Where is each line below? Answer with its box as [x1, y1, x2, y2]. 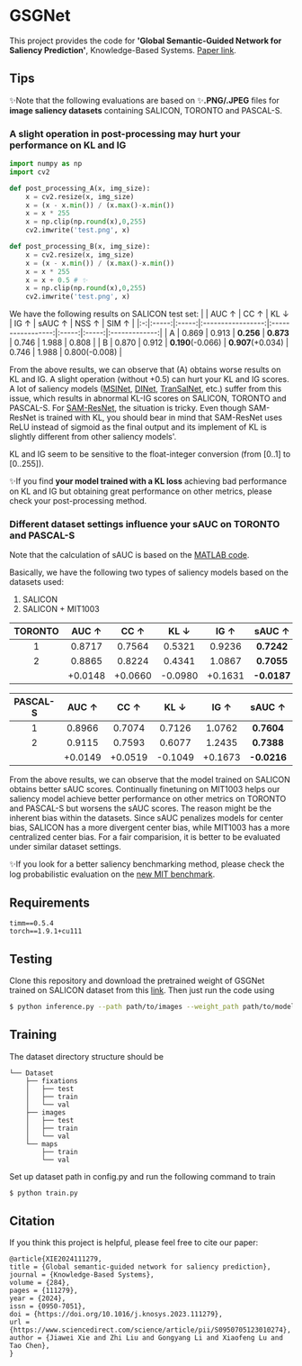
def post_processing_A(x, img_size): [9, 184, 151, 193]
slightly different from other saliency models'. [9, 432, 177, 442]
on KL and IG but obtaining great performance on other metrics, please [9, 486, 272, 496]
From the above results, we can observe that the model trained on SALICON [9, 774, 290, 785]
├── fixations [25, 1076, 78, 1086]
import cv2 [9, 168, 50, 177]
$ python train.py [9, 1188, 78, 1198]
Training [9, 1027, 58, 1043]
